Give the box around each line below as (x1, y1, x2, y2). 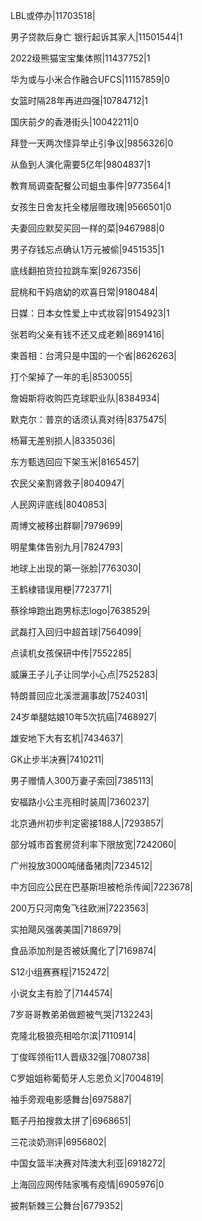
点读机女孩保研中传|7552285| (10, 647, 132, 659)
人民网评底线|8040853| (10, 499, 108, 510)
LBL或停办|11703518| (10, 10, 96, 21)
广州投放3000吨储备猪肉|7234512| (10, 860, 153, 871)
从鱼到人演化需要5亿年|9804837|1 (10, 159, 151, 170)
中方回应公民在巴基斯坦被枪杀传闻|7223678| (10, 881, 194, 893)
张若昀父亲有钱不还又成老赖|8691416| (10, 329, 165, 340)
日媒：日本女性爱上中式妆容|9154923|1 (10, 307, 170, 319)
